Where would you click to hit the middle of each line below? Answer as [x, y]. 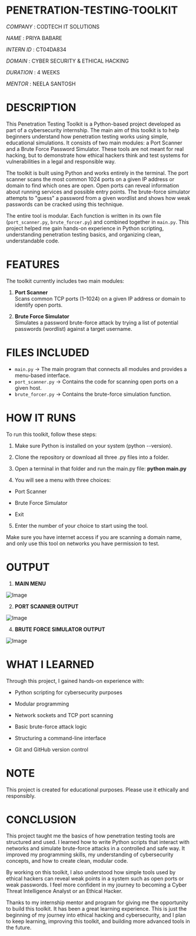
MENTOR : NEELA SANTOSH [41, 84]
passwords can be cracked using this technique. [65, 204]
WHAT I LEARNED [50, 664]
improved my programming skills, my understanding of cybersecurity [90, 855]
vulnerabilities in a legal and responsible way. [61, 161]
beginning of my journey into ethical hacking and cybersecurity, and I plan [96, 915]
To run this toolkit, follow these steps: [52, 434]
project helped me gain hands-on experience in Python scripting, [85, 228]
